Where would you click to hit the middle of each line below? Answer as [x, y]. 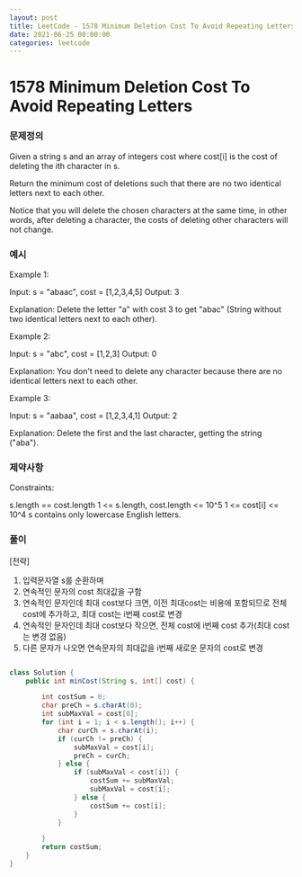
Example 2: [30, 336]
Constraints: [32, 488]
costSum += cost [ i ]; [128, 806]
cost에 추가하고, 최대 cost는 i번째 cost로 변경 [102, 613]
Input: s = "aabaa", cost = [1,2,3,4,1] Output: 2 [93, 416]
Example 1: [29, 274]
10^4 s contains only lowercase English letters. [95, 515]
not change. [31, 229]
